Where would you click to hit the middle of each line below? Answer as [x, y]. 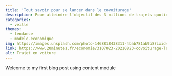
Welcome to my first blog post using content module [61, 68]
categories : [18, 20]
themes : [14, 29]
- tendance [21, 34]
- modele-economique [32, 39]
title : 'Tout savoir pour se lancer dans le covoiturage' [68, 10]
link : [11, 48]
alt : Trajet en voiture [31, 53]
